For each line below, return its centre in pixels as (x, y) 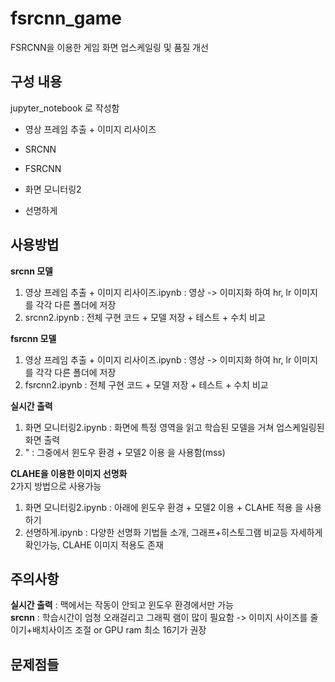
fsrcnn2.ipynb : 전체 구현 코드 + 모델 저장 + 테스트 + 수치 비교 (146, 384)
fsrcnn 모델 (33, 338)
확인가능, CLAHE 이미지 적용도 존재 (94, 544)
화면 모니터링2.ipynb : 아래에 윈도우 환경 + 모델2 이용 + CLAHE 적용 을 (164, 507)
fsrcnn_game (66, 18)
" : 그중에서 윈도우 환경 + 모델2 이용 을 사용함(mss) (125, 452)
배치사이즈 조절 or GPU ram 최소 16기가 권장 (119, 630)
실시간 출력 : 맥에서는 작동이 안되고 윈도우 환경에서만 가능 (122, 605)
